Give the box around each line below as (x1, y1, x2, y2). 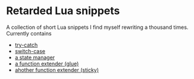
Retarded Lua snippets (6, 4, 120, 18)
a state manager (14, 54, 55, 61)
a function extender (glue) (14, 60, 79, 67)
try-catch (14, 41, 38, 48)
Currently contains (6, 29, 52, 37)
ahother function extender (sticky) (14, 66, 99, 73)
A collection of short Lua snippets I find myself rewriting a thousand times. (6, 24, 189, 31)
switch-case (14, 47, 46, 54)
